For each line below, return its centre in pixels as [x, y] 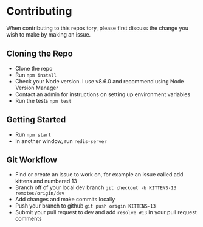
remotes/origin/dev [40, 194]
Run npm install [36, 75]
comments [28, 219]
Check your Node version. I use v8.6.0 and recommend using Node [99, 81]
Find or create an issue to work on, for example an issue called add [99, 175]
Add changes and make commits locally [65, 200]
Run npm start [33, 134]
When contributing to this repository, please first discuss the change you [97, 28]
